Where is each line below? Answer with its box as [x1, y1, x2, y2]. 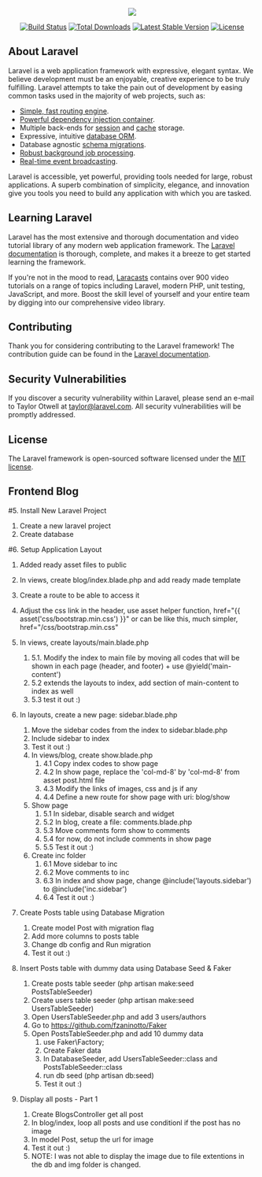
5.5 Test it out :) [42, 842, 94, 852]
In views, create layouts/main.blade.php [19, 638, 149, 647]
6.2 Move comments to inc [42, 867, 130, 877]
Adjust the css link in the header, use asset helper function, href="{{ [19, 605, 241, 615]
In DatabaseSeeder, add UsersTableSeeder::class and [42, 1053, 218, 1063]
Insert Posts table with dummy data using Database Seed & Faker [19, 963, 232, 972]
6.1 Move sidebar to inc [42, 859, 118, 868]
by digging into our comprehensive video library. [8, 298, 165, 307]
